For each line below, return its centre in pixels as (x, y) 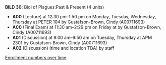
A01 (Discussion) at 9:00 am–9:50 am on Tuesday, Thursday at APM (82, 37)
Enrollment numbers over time (36, 58)
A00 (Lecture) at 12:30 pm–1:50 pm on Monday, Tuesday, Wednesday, (84, 16)
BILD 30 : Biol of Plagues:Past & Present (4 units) (55, 7)
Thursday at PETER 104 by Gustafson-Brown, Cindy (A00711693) (79, 22)
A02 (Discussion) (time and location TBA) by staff (63, 48)
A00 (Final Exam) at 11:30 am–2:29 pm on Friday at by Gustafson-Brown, (87, 27)
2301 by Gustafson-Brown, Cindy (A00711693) (60, 43)
